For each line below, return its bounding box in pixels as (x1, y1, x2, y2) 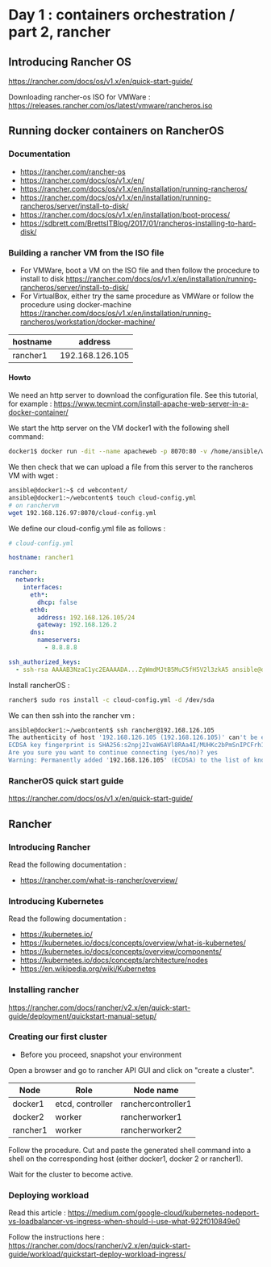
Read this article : (8, 1208, 66, 1218)
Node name (133, 1084, 179, 1096)
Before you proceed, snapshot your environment (19, 1049, 182, 1059)
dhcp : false (37, 598, 78, 606)
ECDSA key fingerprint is (8, 741, 95, 750)
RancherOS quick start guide (8, 775, 124, 786)
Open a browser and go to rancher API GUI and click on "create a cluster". (8, 1065, 255, 1075)
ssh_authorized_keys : (8, 657, 81, 666)
